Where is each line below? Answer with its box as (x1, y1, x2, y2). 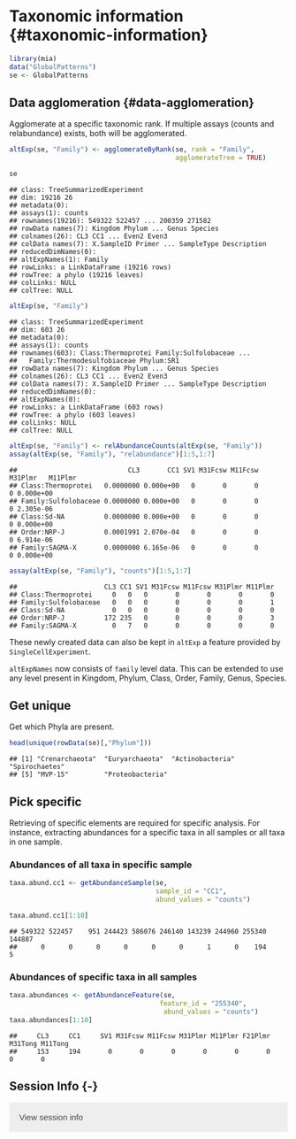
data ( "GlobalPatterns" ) (9, 62, 97, 72)
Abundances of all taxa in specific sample (9, 858, 193, 871)
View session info (19, 1112, 84, 1123)
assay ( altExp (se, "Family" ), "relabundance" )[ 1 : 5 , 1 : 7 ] (9, 450, 216, 458)
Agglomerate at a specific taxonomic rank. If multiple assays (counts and (9, 119, 275, 129)
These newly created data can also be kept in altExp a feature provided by (9, 636, 281, 647)
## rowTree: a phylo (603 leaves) (9, 410, 137, 419)
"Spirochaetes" (9, 763, 65, 772)
